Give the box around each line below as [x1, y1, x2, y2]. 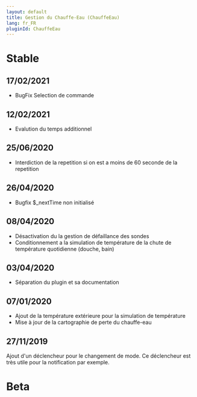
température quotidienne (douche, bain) [14, 245, 114, 253]
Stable [6, 52, 39, 65]
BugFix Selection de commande [14, 92, 95, 99]
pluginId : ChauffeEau [6, 25, 61, 32]
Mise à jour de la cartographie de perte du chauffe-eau [14, 318, 152, 326]
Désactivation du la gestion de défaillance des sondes [14, 232, 149, 239]
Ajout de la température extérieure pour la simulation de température [14, 312, 186, 320]
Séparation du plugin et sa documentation [14, 279, 119, 286]
